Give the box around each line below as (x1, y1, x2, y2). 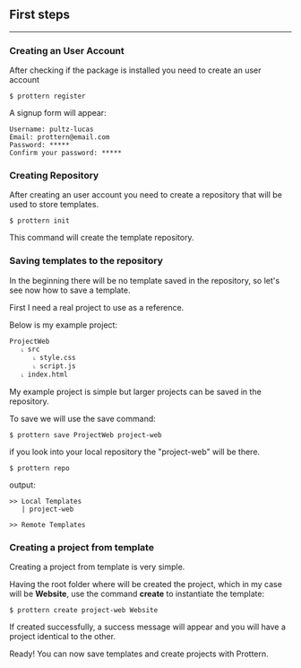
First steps (9, 7, 70, 22)
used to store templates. (9, 199, 99, 210)
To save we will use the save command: (9, 413, 157, 424)
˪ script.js (32, 361, 76, 371)
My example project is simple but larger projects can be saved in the (9, 386, 262, 397)
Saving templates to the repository (9, 255, 164, 268)
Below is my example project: (9, 319, 118, 330)
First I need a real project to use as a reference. (9, 302, 185, 312)
